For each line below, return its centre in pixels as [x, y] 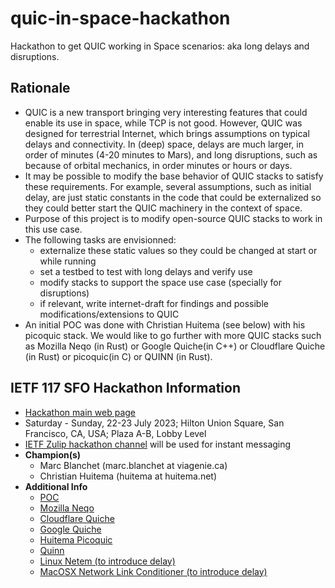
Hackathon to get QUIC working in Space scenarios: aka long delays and [160, 46]
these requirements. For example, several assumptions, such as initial [168, 186]
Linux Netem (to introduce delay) [107, 561]
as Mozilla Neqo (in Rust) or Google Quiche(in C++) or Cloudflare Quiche [175, 346]
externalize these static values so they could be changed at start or [178, 250]
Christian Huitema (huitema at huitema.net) [128, 476]
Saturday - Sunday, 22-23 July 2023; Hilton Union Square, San [154, 423]
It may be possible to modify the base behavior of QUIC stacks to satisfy [174, 176]
